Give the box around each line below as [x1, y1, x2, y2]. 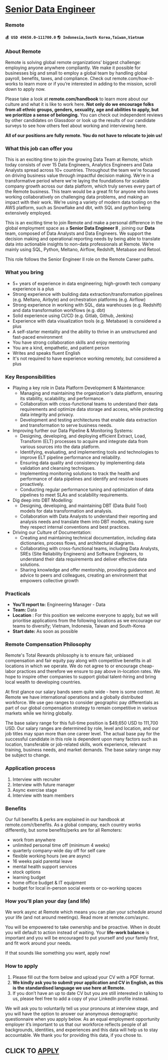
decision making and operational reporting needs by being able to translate [5, 236, 160, 242]
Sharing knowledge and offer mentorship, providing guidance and [20, 567, 156, 573]
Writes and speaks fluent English [12, 350, 81, 356]
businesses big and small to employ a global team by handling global [5, 70, 147, 76]
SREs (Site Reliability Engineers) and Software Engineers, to [20, 550, 144, 556]
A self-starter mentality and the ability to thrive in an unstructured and [12, 329, 157, 335]
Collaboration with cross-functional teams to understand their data [20, 401, 158, 407]
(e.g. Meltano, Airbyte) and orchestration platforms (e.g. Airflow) [12, 296, 146, 302]
